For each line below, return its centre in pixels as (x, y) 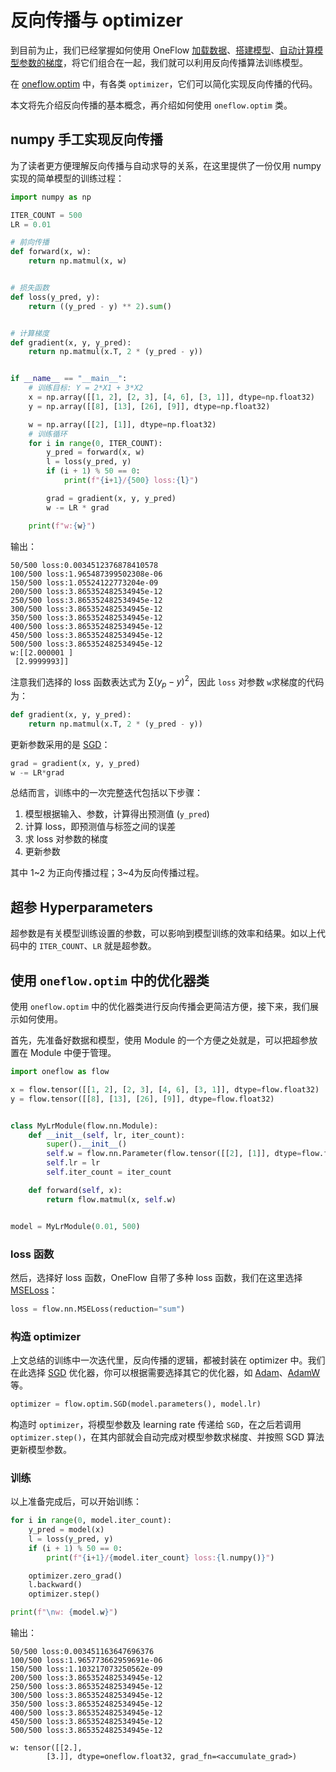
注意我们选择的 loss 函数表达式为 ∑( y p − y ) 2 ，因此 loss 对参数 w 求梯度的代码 (167, 682)
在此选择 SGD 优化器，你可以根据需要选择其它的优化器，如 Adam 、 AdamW (165, 1373)
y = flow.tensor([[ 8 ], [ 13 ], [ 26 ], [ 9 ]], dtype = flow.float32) (142, 1099)
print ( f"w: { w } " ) (62, 526)
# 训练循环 (48, 434)
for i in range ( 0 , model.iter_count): (91, 1521)
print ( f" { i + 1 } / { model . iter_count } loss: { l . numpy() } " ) (160, 1557)
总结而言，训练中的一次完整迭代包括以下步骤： (106, 793)
